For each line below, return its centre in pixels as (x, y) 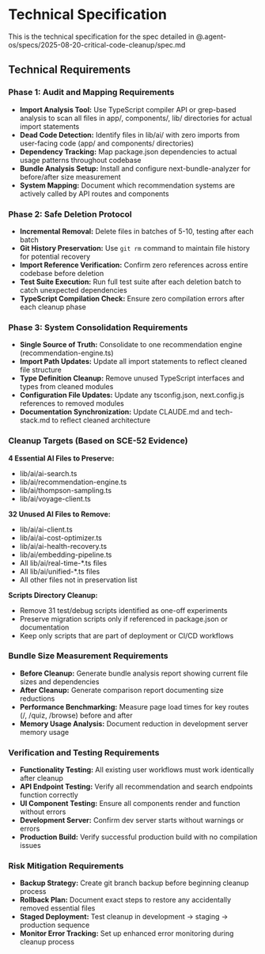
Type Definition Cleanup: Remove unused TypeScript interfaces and (132, 378)
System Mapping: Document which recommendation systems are (127, 185)
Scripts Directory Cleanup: (53, 595)
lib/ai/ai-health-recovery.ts (63, 546)
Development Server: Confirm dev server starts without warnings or (131, 820)
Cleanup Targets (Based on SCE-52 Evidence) (98, 441)
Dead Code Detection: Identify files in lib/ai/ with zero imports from (129, 134)
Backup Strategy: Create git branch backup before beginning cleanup (134, 883)
